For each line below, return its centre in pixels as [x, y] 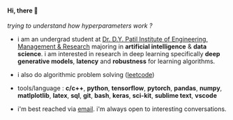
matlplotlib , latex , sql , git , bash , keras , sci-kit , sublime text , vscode [117, 96]
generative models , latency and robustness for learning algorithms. [116, 61]
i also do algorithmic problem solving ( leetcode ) [86, 75]
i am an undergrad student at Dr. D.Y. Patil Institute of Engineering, [112, 40]
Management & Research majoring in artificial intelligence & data [112, 46]
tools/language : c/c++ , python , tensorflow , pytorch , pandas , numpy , [120, 88]
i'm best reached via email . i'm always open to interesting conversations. [122, 109]
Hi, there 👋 [23, 10]
